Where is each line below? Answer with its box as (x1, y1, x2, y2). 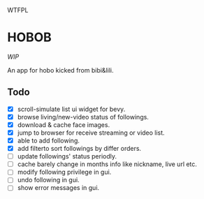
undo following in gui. (17, 176, 80, 184)
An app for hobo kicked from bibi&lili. (7, 66, 114, 74)
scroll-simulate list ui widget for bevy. (17, 105, 126, 113)
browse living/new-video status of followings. (17, 112, 149, 121)
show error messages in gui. (17, 184, 100, 192)
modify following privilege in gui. (17, 168, 112, 177)
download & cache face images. (17, 120, 110, 128)
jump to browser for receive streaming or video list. (17, 128, 166, 137)
